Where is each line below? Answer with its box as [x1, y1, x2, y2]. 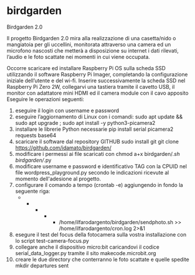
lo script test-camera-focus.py [15, 237, 90, 244]
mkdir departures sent [15, 262, 69, 269]
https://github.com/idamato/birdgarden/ [15, 144, 112, 151]
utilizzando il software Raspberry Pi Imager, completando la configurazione [6, 71, 188, 78]
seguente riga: [15, 187, 50, 194]
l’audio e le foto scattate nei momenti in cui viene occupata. [6, 53, 150, 60]
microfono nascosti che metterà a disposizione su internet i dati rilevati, [6, 47, 179, 54]
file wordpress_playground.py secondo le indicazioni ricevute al [15, 169, 169, 176]
